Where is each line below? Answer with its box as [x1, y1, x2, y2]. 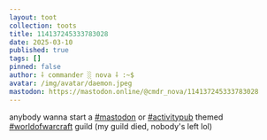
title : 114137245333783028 [9, 29, 109, 38]
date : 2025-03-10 [9, 37, 73, 47]
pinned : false [9, 63, 62, 72]
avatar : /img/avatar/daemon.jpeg [9, 79, 133, 88]
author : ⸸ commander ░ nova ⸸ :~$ [9, 71, 134, 80]
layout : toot [9, 12, 57, 22]
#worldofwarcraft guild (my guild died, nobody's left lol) [9, 121, 213, 131]
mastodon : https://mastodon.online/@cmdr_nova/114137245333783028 [9, 87, 259, 96]
